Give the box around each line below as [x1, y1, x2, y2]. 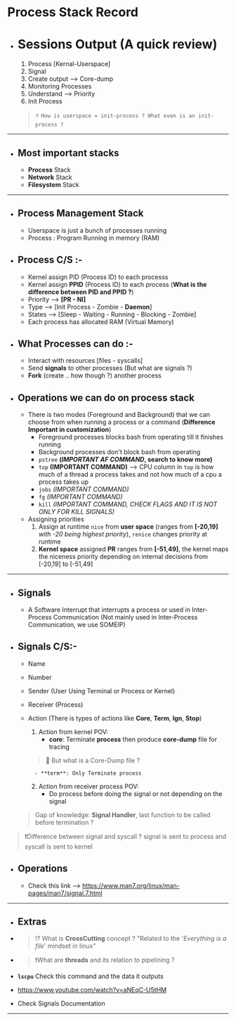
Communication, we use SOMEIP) [27, 620, 126, 629]
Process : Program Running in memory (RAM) [27, 233, 160, 242]
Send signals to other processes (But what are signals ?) [27, 364, 192, 373]
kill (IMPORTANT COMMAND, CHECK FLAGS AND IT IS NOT [38, 500, 218, 508]
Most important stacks [17, 147, 119, 159]
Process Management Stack [17, 207, 144, 219]
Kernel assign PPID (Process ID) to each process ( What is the [27, 280, 207, 288]
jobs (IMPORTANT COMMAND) [38, 485, 129, 494]
